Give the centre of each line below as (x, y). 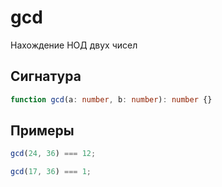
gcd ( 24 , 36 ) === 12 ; (53, 154)
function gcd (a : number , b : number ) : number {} (111, 99)
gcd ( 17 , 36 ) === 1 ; (51, 172)
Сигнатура (46, 76)
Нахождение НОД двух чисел (74, 45)
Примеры (42, 131)
